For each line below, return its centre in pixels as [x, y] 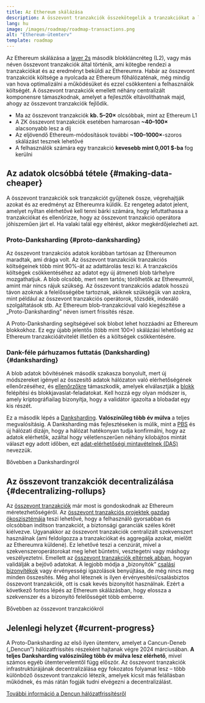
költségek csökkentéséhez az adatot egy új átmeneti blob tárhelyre [91, 273]
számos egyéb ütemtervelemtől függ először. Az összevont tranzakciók [96, 663]
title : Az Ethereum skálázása [45, 12]
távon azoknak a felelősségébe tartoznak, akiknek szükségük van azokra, [99, 292]
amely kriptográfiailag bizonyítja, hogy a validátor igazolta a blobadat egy [98, 399]
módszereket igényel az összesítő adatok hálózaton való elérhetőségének [99, 380]
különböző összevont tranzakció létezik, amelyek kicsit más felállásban [95, 675]
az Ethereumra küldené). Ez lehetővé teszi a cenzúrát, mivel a [84, 545]
